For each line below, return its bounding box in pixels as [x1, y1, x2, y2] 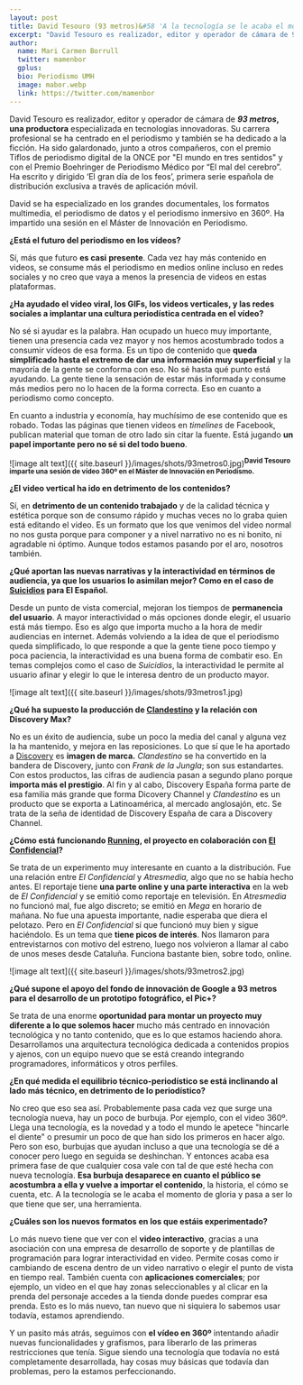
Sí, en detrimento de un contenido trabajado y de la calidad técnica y [9, 500, 271, 511]
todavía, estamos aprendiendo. [9, 1310, 124, 1321]
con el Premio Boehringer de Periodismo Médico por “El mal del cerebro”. [9, 161, 282, 172]
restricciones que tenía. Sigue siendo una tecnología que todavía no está [9, 1347, 280, 1358]
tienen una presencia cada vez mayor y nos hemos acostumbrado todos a [9, 335, 285, 345]
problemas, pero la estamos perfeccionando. [9, 1366, 177, 1377]
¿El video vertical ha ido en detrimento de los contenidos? [9, 483, 231, 494]
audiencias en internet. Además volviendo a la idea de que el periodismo [9, 631, 280, 642]
